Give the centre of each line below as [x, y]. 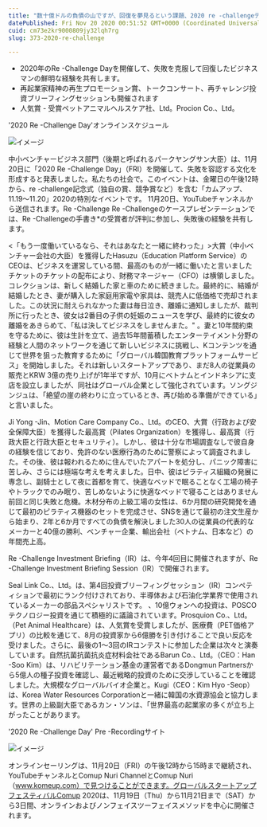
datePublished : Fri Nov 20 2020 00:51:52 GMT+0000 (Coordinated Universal [135, 23]
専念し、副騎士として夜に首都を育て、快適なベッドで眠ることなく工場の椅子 [133, 482]
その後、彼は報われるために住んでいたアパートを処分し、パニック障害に [140, 462]
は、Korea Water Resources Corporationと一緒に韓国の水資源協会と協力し [130, 695]
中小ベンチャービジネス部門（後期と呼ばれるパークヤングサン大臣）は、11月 [133, 159]
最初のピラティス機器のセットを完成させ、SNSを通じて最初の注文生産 [137, 511]
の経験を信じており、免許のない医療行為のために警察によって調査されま [126, 452]
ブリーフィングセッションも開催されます [93, 98]
